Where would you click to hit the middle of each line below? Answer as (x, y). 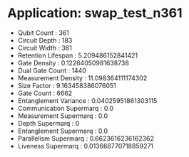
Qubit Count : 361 (43, 33)
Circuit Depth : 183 (45, 40)
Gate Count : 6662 (45, 93)
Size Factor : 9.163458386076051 (67, 85)
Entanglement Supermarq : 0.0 (63, 131)
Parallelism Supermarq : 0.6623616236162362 (86, 138)
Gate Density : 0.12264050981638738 (73, 63)
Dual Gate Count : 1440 (52, 70)
